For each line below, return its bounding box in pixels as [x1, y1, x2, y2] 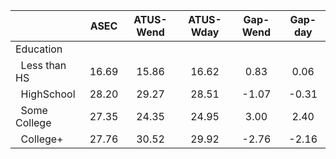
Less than [20, 59, 67, 72]
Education [15, 42, 63, 56]
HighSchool [20, 87, 76, 101]
